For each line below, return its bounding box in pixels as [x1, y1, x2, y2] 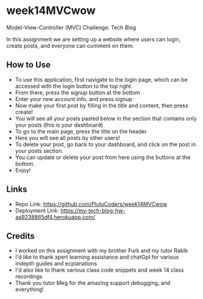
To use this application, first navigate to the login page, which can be [15, 76, 188, 83]
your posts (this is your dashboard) [15, 121, 103, 128]
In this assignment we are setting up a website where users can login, [6, 35, 181, 43]
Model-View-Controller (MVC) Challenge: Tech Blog [6, 24, 137, 31]
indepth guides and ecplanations [15, 260, 97, 267]
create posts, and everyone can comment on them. [6, 42, 135, 49]
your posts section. [15, 147, 64, 154]
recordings [15, 273, 43, 280]
